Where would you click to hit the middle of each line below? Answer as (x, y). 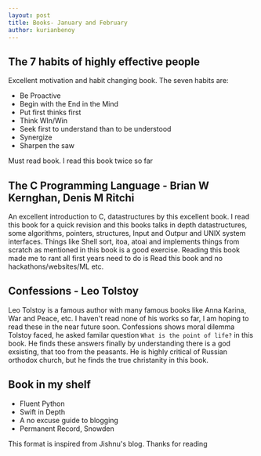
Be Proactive (40, 96)
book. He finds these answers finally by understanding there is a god (120, 343)
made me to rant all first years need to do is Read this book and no (116, 258)
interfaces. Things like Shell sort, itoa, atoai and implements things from (124, 241)
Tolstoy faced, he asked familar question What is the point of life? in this (130, 335)
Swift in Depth (42, 411)
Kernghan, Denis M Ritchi (71, 198)
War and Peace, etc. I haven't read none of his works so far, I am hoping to (129, 318)
